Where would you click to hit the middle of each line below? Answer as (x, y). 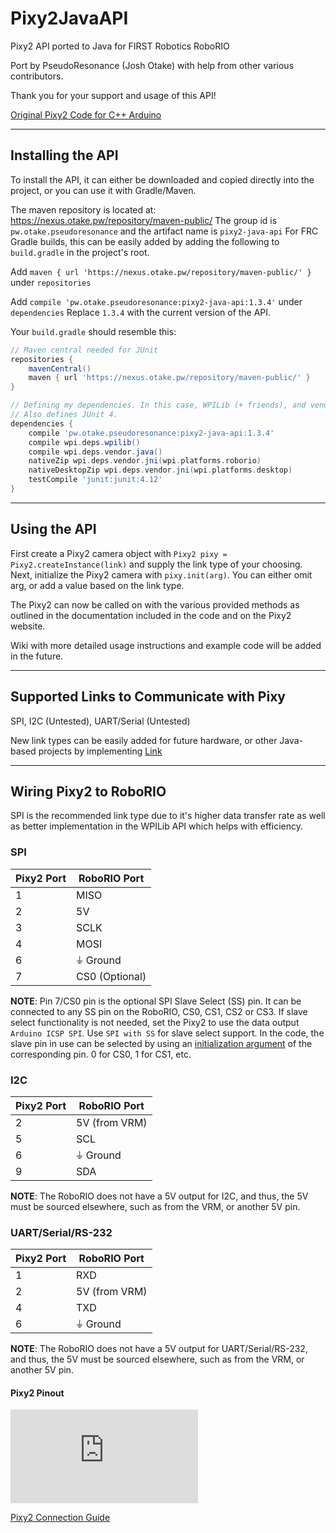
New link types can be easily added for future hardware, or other (144, 740)
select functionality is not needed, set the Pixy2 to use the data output (155, 1022)
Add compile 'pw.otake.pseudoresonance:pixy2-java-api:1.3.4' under (156, 301)
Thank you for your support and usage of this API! (113, 95)
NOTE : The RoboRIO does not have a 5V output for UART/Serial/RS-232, (159, 1349)
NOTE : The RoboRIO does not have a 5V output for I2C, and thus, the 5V (159, 1196)
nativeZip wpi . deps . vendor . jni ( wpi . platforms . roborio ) (145, 461)
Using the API (53, 529)
